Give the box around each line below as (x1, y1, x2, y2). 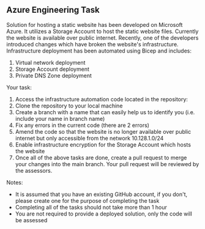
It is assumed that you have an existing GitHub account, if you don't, (15, 191, 188, 198)
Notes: (6, 178, 23, 186)
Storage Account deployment (15, 65, 90, 73)
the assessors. (15, 167, 53, 174)
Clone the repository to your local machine (15, 102, 123, 109)
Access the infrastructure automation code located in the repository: (15, 95, 188, 103)
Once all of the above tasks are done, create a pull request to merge (15, 154, 187, 161)
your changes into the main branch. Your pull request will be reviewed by (15, 160, 199, 167)
